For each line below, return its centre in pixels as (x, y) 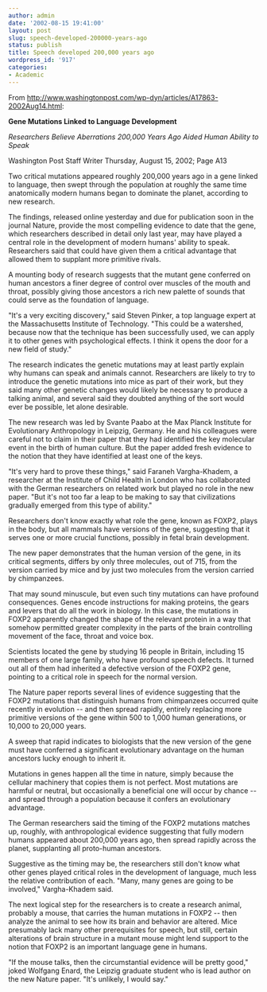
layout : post (30, 30)
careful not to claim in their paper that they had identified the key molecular (132, 439)
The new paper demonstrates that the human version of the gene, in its (125, 553)
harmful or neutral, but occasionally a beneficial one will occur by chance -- (132, 790)
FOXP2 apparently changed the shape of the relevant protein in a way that (130, 619)
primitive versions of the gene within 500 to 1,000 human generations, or (127, 718)
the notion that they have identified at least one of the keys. (105, 456)
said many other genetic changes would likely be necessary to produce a (128, 390)
